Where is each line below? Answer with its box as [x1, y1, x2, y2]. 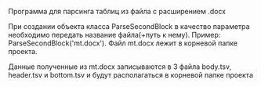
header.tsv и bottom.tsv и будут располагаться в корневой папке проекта [8, 71, 253, 79]
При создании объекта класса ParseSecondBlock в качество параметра [8, 22, 250, 31]
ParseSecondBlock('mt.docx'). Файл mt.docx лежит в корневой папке [8, 38, 237, 48]
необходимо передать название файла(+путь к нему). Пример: [8, 31, 221, 39]
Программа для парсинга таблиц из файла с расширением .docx [8, 7, 226, 16]
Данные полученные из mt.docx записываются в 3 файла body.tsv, [8, 62, 232, 71]
